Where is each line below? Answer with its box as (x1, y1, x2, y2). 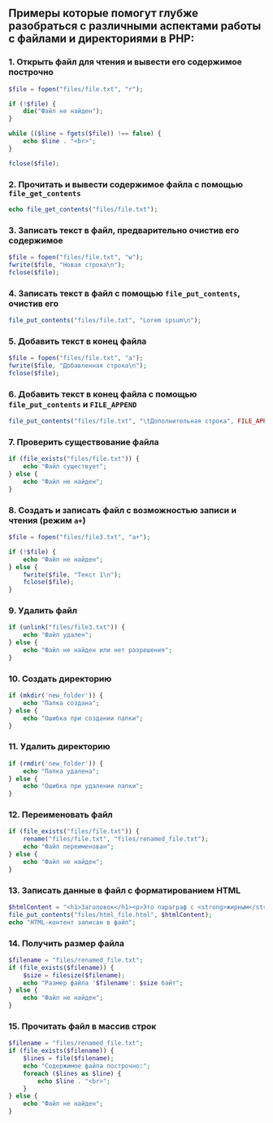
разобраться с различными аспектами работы (8, 20, 262, 33)
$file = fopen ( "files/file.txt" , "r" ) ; (8, 85, 144, 93)
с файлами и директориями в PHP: (8, 32, 195, 46)
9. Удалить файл (8, 605, 78, 616)
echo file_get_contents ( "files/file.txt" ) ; (8, 205, 158, 213)
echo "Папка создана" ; (23, 699, 100, 707)
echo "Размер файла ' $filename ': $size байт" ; (23, 979, 184, 987)
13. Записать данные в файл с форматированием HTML (8, 884, 241, 896)
